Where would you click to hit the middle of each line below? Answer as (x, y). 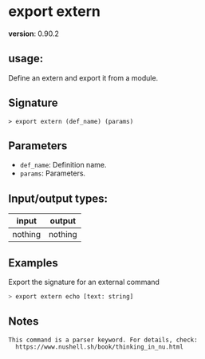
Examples (33, 263)
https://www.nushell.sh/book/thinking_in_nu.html (99, 347)
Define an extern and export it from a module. (83, 77)
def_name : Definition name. (63, 165)
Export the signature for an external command (84, 282)
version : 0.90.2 (34, 34)
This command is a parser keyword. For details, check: (103, 340)
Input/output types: (58, 198)
